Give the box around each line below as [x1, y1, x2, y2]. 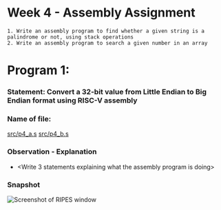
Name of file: [7, 114, 52, 123]
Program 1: [7, 63, 70, 78]
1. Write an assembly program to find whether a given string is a [7, 28, 205, 34]
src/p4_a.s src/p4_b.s [7, 129, 69, 138]
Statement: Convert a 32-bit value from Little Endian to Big [7, 87, 207, 97]
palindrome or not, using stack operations [7, 33, 134, 41]
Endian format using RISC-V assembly [7, 96, 138, 105]
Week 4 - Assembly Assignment [7, 5, 196, 21]
